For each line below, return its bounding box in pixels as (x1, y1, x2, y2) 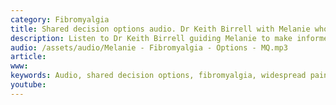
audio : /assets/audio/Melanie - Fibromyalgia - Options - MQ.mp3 (10, 42, 288, 53)
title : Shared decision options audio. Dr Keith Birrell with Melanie (10, 24, 311, 34)
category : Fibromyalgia (10, 14, 110, 25)
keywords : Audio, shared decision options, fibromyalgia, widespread (10, 71, 307, 81)
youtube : (10, 80, 47, 90)
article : (10, 52, 47, 62)
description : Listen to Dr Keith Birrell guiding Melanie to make (10, 33, 293, 43)
